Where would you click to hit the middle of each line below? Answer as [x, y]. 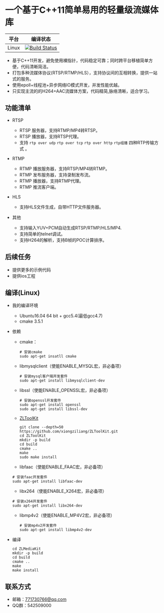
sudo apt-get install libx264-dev [47, 506]
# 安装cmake [31, 352]
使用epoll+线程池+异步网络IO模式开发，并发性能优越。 [67, 85]
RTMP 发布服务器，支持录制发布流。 [56, 175]
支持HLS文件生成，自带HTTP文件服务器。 [61, 207]
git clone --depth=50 [41, 427]
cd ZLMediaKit [26, 549]
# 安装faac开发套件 [30, 477]
